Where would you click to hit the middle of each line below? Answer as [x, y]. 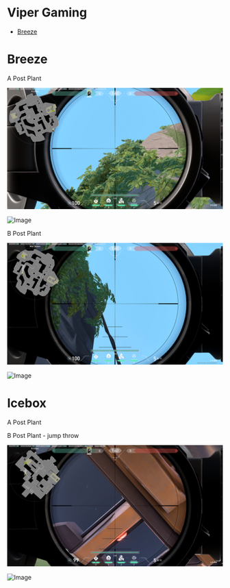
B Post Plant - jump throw [43, 435]
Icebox [27, 403]
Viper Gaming [47, 13]
